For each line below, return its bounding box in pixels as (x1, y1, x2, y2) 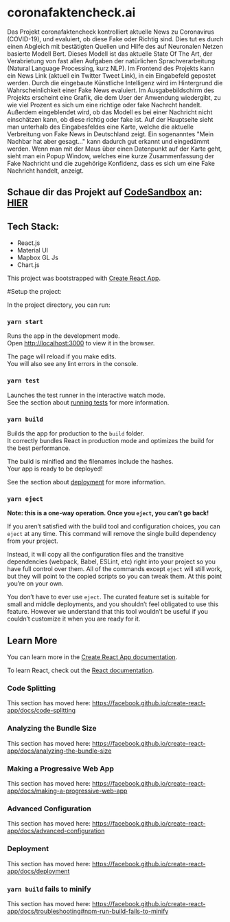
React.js (16, 239, 41, 247)
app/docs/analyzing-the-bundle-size (7, 747, 112, 755)
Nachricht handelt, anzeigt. (7, 167, 84, 175)
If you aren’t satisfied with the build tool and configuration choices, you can (7, 522, 221, 530)
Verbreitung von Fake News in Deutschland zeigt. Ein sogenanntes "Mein (7, 129, 214, 138)
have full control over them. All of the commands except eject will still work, (7, 565, 222, 573)
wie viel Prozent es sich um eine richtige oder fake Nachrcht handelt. (7, 100, 203, 109)
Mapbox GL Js (16, 253, 58, 262)
